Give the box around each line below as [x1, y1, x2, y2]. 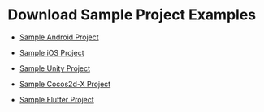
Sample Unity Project [19, 63, 91, 73]
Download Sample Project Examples [7, 6, 257, 24]
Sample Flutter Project [19, 94, 94, 104]
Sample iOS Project [19, 48, 84, 57]
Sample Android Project [19, 32, 99, 42]
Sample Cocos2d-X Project [19, 79, 111, 89]
